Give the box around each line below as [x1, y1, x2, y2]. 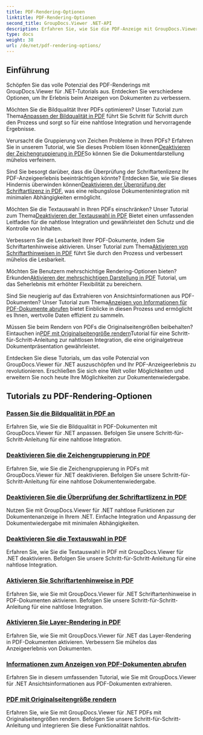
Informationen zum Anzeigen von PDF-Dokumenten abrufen [6, 660, 187, 668]
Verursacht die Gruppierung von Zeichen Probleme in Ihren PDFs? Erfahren [6, 137, 193, 144]
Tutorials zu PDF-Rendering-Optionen [6, 391, 152, 402]
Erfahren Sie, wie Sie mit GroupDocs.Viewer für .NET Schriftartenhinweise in [6, 590, 196, 597]
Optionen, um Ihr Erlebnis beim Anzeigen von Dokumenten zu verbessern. [6, 94, 192, 101]
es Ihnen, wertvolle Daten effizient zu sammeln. [6, 311, 125, 319]
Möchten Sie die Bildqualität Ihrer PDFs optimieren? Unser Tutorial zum [6, 105, 183, 113]
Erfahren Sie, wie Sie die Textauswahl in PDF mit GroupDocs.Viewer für [6, 548, 184, 556]
